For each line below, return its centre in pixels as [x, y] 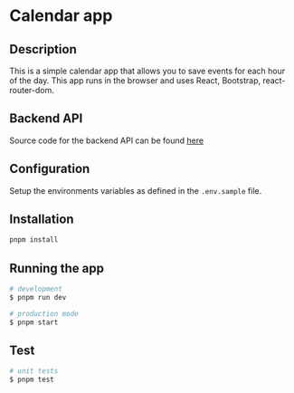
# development [36, 289]
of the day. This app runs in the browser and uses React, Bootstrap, [135, 81]
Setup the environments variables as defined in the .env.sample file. [136, 190]
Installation [42, 220]
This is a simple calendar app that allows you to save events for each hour [147, 71]
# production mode [44, 313]
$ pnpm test [32, 380]
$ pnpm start [34, 322]
